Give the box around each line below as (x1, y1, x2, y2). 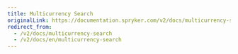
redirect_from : (7, 23, 52, 30)
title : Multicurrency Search (7, 10, 93, 18)
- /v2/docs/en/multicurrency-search (13, 36, 122, 43)
